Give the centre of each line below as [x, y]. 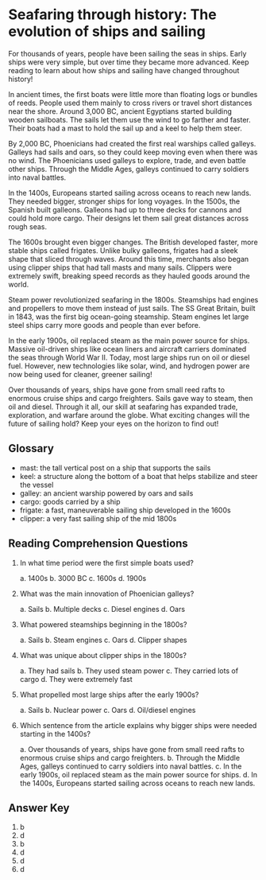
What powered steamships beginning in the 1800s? [103, 624]
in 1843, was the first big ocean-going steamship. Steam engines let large [129, 317]
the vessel [37, 485]
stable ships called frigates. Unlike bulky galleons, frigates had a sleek [123, 250]
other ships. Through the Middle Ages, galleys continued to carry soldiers [129, 169]
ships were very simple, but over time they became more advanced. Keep [129, 62]
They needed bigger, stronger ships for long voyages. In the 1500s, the [124, 201]
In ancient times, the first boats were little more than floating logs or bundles [133, 94]
